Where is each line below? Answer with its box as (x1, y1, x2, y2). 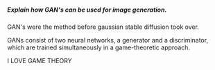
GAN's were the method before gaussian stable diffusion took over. (7, 23, 200, 31)
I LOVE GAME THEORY (7, 56, 72, 65)
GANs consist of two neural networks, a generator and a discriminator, (7, 36, 209, 44)
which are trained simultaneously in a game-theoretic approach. (7, 43, 191, 51)
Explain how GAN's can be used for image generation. (7, 5, 167, 14)
